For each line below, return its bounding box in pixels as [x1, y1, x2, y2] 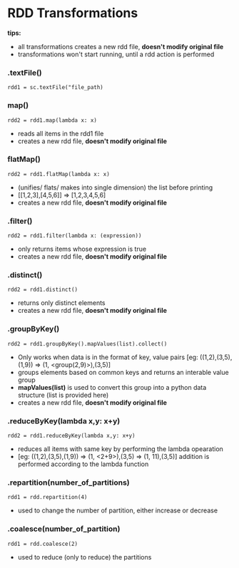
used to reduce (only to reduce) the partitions [17, 552, 152, 561]
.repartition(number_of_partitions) [7, 477, 130, 487]
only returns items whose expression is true [17, 244, 147, 254]
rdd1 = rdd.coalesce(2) [7, 540, 78, 547]
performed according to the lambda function [17, 460, 149, 468]
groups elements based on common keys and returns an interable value [17, 368, 230, 376]
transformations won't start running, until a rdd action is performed [17, 50, 215, 58]
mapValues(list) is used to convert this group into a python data [17, 383, 207, 391]
